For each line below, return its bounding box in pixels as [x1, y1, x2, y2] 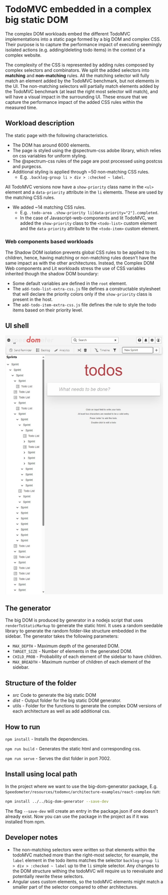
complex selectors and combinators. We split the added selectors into [5, 67, 149, 73]
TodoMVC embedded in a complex [5, 4, 151, 15]
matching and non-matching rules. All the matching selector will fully [5, 72, 149, 78]
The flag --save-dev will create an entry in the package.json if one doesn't [5, 808, 158, 814]
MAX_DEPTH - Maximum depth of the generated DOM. [12, 643, 120, 649]
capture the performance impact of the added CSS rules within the [5, 99, 143, 105]
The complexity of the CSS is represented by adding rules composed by [5, 62, 154, 68]
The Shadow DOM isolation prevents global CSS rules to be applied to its [5, 249, 156, 255]
